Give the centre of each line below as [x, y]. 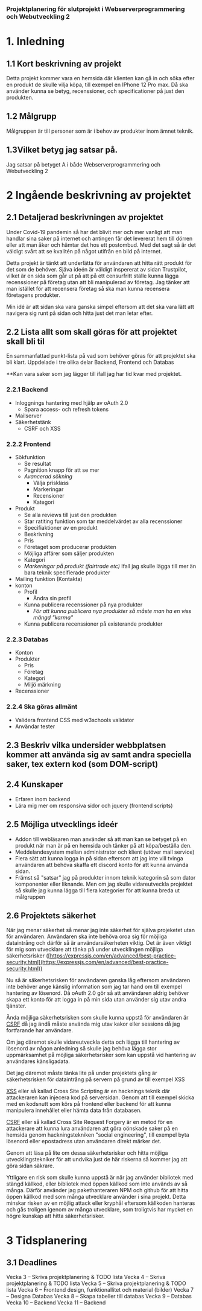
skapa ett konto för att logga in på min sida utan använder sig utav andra [96, 1000]
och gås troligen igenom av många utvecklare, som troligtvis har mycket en [99, 1210]
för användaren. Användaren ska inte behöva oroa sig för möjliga [87, 936]
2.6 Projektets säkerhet [51, 916]
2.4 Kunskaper [35, 785]
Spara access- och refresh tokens [66, 409]
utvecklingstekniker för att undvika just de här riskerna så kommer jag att [97, 1160]
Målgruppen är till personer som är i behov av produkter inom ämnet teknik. [100, 131]
